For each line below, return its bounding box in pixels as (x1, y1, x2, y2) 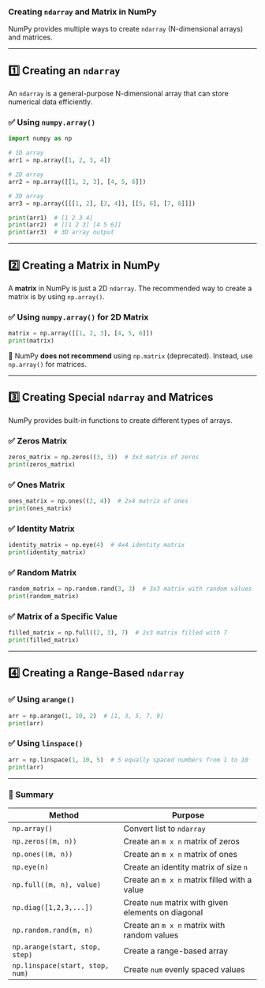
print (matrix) (8, 337, 55, 345)
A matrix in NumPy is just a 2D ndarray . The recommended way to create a (8, 283, 252, 293)
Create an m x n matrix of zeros (123, 836, 241, 847)
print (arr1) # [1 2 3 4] (8, 214, 93, 222)
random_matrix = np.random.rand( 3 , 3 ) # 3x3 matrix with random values (8, 585, 252, 593)
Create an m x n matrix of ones (123, 848, 238, 859)
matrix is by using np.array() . (8, 291, 105, 301)
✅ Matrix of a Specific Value (8, 611, 118, 622)
